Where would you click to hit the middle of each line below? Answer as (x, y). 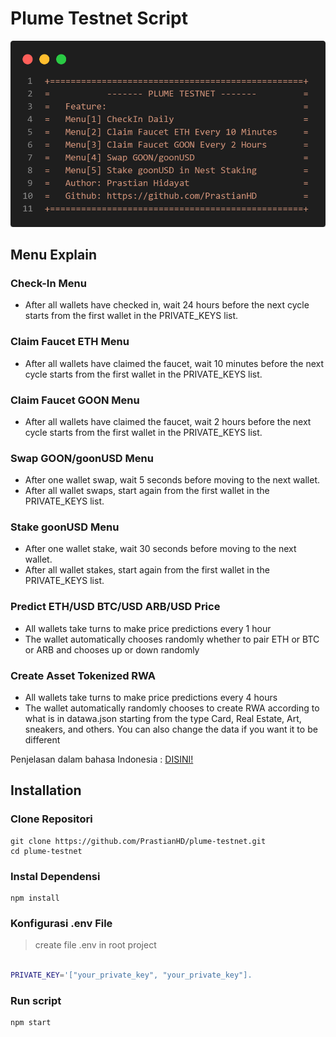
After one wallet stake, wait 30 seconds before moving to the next (160, 549)
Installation (46, 790)
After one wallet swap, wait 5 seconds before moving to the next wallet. (172, 480)
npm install (35, 898)
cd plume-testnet (46, 851)
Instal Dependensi (55, 876)
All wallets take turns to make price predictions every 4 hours (151, 698)
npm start (31, 1023)
